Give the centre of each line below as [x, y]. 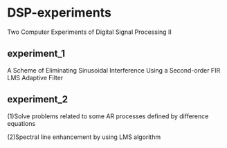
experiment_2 [38, 99]
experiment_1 [36, 54]
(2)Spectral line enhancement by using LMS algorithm [84, 137]
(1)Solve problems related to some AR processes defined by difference [108, 116]
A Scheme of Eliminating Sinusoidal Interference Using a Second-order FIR [114, 70]
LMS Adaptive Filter [35, 77]
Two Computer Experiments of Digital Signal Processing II [89, 32]
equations [21, 123]
